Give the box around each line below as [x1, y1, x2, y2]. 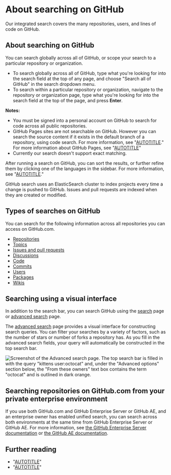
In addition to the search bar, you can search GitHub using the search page [5, 308, 164, 314]
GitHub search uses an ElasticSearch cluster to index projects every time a [5, 181, 163, 187]
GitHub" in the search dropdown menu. [12, 81, 96, 87]
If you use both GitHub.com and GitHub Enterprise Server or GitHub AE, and [5, 408, 166, 414]
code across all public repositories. [12, 122, 87, 129]
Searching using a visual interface [5, 294, 117, 303]
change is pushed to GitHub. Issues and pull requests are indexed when [5, 186, 158, 192]
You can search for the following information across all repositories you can [5, 220, 165, 227]
